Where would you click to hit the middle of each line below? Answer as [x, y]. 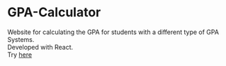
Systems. [21, 39]
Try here [20, 55]
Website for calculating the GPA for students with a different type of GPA [113, 32]
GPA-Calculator [54, 12]
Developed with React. [40, 47]
